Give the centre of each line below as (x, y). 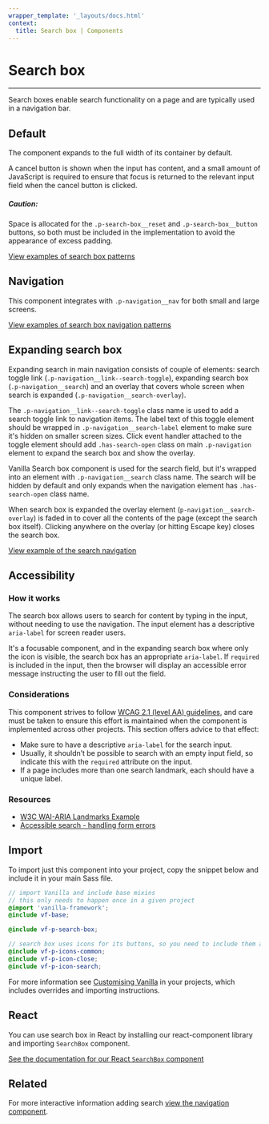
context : (23, 23)
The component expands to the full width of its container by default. (120, 153)
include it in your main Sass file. (61, 878)
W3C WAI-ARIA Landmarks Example (80, 817)
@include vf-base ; (39, 915)
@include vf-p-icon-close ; (53, 959)
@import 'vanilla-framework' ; (59, 908)
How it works (34, 599)
